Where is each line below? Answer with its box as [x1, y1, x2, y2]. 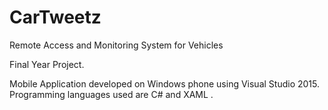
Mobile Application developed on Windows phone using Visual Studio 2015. [9, 77, 320, 90]
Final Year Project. [9, 58, 85, 70]
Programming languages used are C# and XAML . [9, 88, 214, 100]
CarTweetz [9, 6, 102, 29]
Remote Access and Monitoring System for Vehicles [9, 39, 224, 51]
